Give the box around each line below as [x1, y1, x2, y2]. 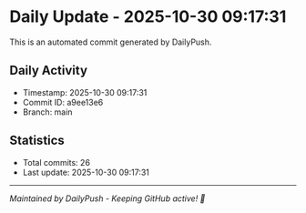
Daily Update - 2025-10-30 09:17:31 [9, 6, 287, 27]
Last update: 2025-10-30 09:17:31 [22, 167, 150, 177]
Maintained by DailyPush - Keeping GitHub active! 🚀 [9, 193, 206, 204]
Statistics [9, 133, 66, 148]
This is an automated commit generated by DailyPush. [9, 36, 212, 47]
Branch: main [22, 106, 73, 117]
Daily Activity [9, 63, 88, 78]
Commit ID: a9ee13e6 [22, 96, 104, 107]
